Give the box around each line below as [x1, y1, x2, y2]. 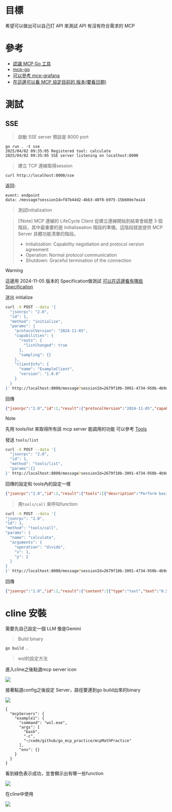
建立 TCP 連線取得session [17, 162, 73, 168]
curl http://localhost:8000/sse [5, 173, 74, 178]
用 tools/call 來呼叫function [17, 501, 78, 507]
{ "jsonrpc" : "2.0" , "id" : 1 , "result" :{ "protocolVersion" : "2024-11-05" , [5, 406, 155, 411]
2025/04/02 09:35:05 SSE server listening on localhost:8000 [5, 153, 139, 158]
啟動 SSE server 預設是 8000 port [17, 134, 89, 140]
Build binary [17, 635, 44, 642]
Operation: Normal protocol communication [25, 252, 117, 258]
